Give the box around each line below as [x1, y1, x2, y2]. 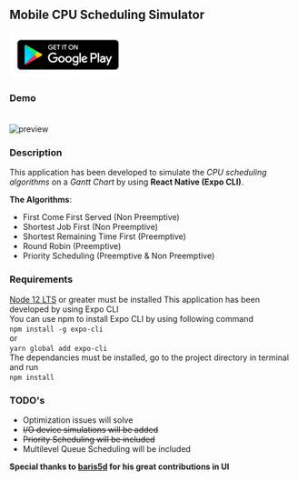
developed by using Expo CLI [9, 304, 120, 315]
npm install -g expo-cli [9, 325, 104, 334]
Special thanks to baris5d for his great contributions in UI [9, 461, 230, 472]
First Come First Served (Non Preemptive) [22, 212, 180, 223]
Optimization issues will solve [22, 415, 134, 426]
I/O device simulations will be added [22, 425, 159, 435]
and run [9, 361, 39, 372]
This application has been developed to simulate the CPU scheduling [9, 167, 267, 178]
